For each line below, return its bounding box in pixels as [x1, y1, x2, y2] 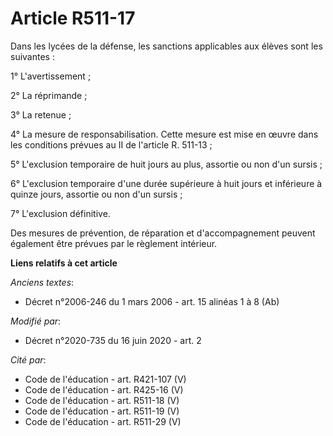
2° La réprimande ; [10, 89, 88, 101]
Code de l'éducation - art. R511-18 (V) [24, 394, 180, 406]
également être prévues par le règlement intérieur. [10, 237, 218, 249]
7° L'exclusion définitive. [10, 207, 111, 219]
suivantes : [10, 50, 55, 62]
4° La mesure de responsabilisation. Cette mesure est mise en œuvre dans [10, 128, 319, 140]
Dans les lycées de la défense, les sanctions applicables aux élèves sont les [10, 40, 323, 52]
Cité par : [10, 353, 47, 366]
